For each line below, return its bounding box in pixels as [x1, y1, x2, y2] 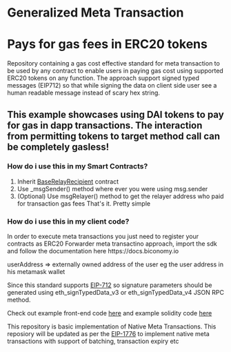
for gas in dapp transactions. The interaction [7, 119, 203, 131]
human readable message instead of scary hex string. [7, 88, 161, 97]
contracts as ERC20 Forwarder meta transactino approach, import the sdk [7, 239, 217, 248]
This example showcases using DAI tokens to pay [7, 108, 224, 120]
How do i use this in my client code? [7, 216, 130, 226]
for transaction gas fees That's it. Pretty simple [17, 199, 150, 208]
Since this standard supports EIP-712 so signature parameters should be [7, 281, 212, 289]
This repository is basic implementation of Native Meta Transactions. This [7, 322, 217, 331]
